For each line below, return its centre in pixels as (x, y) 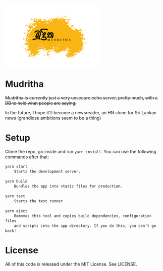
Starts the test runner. (40, 201)
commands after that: (27, 157)
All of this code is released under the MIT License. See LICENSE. (71, 264)
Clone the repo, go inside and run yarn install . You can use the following (81, 151)
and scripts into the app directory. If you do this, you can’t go (85, 226)
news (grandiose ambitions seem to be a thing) (53, 118)
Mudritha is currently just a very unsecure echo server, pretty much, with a (81, 97)
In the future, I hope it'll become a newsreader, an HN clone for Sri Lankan (81, 112)
